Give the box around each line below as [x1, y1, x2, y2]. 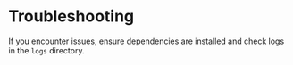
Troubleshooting [8, 6, 135, 27]
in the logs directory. [8, 45, 85, 55]
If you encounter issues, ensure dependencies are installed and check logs [8, 36, 285, 46]
